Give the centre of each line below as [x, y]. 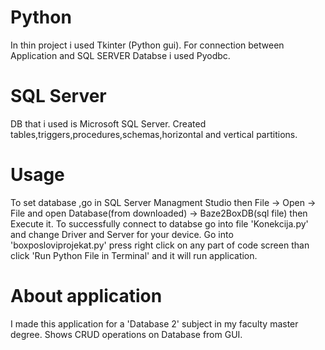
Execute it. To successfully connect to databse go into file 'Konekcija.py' [159, 223]
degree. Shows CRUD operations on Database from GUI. [126, 334]
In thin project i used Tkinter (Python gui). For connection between [147, 45]
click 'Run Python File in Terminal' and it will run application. [134, 255]
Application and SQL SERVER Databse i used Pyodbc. [120, 55]
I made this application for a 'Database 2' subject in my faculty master [154, 323]
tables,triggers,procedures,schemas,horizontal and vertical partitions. [154, 134]
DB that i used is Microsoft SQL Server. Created [108, 123]
